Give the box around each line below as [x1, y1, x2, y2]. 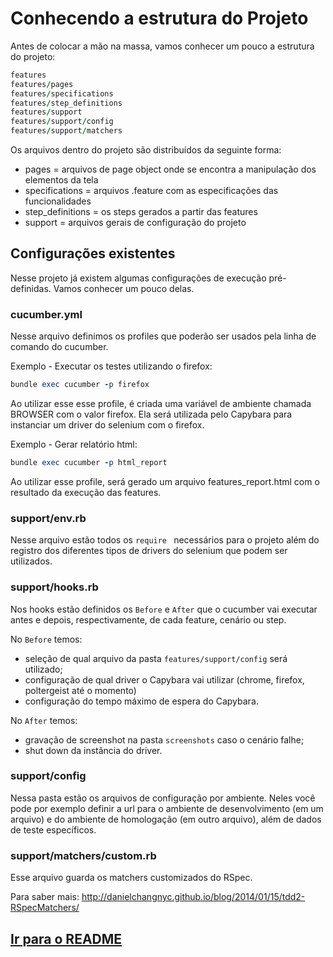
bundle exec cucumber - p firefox [10, 380, 150, 390]
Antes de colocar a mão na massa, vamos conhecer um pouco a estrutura [10, 40, 315, 52]
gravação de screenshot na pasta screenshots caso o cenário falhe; [24, 733, 305, 746]
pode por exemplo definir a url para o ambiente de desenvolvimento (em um [10, 802, 324, 814]
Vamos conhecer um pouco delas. [53, 282, 195, 294]
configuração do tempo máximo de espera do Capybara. [24, 695, 259, 707]
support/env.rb [10, 511, 87, 525]
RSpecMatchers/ [10, 902, 80, 914]
